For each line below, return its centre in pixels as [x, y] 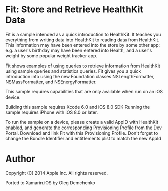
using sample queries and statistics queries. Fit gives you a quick [73, 71]
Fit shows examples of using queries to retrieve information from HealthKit [83, 66]
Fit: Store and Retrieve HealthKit [74, 9]
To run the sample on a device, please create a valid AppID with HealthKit [82, 122]
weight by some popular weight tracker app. [51, 56]
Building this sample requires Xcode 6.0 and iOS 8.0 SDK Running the [78, 107]
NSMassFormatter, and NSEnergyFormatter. [51, 82]
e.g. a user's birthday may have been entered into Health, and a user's [79, 50]
